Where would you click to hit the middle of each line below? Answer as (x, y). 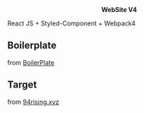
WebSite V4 (119, 10)
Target (22, 85)
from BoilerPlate (31, 62)
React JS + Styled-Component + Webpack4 (72, 23)
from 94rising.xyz (33, 102)
